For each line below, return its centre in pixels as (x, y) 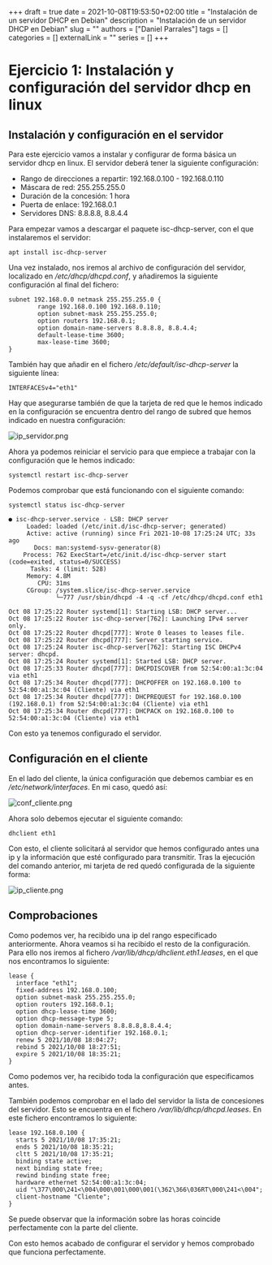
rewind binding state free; (63, 1175)
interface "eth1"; (47, 983)
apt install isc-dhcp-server (58, 253)
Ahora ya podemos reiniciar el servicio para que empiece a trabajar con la (132, 451)
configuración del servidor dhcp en (130, 88)
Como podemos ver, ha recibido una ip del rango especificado (113, 935)
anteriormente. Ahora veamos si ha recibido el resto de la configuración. (130, 943)
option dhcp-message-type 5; (65, 1018)
